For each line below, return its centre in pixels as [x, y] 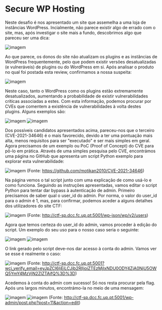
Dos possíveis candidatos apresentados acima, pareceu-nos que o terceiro [80, 130]
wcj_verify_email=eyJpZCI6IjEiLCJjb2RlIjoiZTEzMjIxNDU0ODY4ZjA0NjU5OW [81, 268]
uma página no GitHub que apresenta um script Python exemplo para [74, 156]
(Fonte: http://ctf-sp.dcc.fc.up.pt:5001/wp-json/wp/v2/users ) [88, 215]
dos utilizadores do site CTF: [34, 206]
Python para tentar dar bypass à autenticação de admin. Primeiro [70, 190]
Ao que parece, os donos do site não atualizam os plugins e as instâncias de [81, 56]
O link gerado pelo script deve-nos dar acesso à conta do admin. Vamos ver [81, 248]
